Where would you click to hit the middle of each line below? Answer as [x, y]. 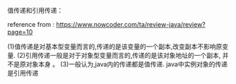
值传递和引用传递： [35, 10]
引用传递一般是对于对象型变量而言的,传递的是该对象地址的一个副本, [123, 55]
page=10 [20, 32]
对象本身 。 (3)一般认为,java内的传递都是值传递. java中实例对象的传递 [127, 64]
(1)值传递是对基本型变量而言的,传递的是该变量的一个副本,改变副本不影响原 [115, 47]
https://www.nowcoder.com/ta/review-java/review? [131, 24]
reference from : [31, 24]
